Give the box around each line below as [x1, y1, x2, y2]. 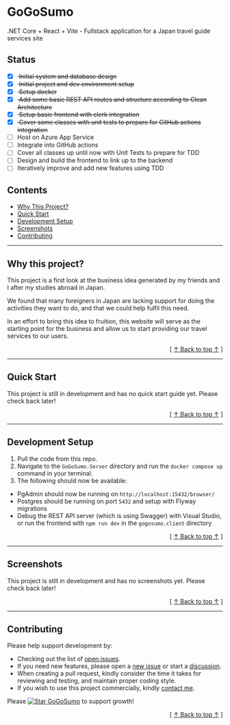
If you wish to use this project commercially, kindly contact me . [16, 684, 195, 692]
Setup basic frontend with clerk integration [18, 110, 140, 119]
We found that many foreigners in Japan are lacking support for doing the [7, 297, 215, 305]
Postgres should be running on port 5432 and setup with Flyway [16, 497, 196, 505]
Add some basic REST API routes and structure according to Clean [18, 95, 207, 103]
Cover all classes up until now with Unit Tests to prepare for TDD [16, 149, 200, 157]
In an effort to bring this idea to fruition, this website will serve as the [7, 317, 201, 325]
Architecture [16, 103, 53, 111]
